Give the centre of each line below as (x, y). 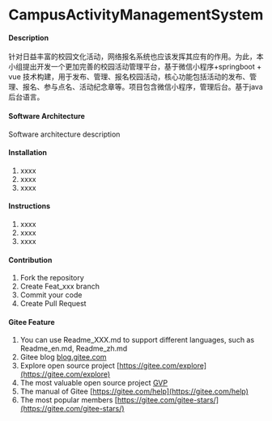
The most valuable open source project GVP (94, 383)
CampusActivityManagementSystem (136, 15)
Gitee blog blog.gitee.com (63, 357)
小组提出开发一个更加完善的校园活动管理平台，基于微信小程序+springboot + (135, 67)
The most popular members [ (69, 400)
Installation (28, 153)
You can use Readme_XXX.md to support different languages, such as (137, 340)
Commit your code (51, 295)
